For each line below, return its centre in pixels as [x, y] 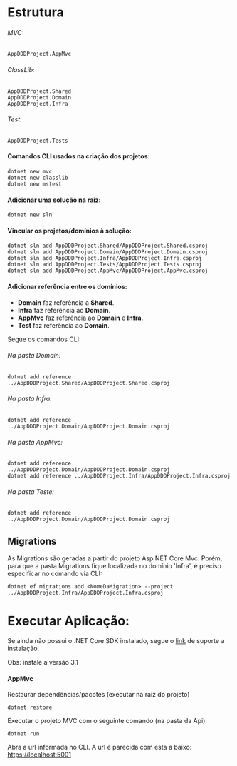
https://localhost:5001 [39, 755]
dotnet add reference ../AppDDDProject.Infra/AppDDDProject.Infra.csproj [119, 476]
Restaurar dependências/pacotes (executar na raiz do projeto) [99, 695]
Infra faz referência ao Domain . [64, 310]
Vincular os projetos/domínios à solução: [69, 231]
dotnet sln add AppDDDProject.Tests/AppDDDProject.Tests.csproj [105, 265]
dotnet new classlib [38, 178]
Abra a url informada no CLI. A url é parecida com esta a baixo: [100, 747]
